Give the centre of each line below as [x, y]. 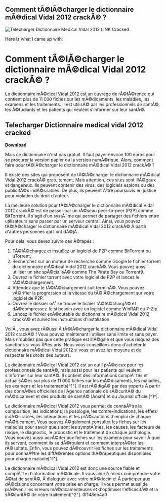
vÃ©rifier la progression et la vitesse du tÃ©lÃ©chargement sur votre [83, 293]
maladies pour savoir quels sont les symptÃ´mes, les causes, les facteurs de [83, 427]
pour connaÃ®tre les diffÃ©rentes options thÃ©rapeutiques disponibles [78, 453]
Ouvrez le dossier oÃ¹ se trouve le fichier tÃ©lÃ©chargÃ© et [74, 303]
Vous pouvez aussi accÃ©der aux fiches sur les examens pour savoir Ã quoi [83, 438]
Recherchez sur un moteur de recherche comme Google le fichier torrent [86, 261]
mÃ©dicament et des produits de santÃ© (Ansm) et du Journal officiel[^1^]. [82, 396]
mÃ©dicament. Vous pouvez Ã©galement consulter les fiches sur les [76, 422]
